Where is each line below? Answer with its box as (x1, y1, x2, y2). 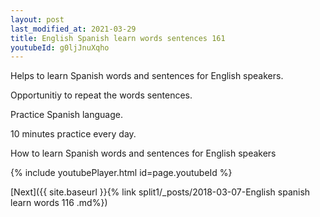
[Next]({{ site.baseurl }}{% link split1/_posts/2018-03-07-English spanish (10, 186, 311, 198)
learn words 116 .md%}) (10, 197, 108, 209)
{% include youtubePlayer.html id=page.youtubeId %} (10, 167, 233, 179)
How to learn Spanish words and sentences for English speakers (10, 147, 277, 160)
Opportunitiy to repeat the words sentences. (10, 89, 193, 101)
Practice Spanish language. (10, 109, 123, 121)
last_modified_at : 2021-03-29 (10, 24, 137, 34)
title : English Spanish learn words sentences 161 (10, 33, 226, 43)
